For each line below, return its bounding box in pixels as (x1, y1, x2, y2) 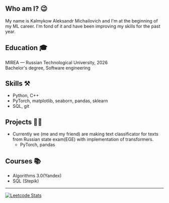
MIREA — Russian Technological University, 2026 (5, 59, 108, 65)
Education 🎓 (5, 44, 48, 52)
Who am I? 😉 (5, 5, 48, 13)
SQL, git (12, 103, 29, 109)
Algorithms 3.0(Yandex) (12, 173, 62, 179)
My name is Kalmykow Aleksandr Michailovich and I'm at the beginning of (5, 18, 158, 24)
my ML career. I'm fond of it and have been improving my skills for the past (5, 23, 160, 29)
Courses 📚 (5, 157, 41, 165)
